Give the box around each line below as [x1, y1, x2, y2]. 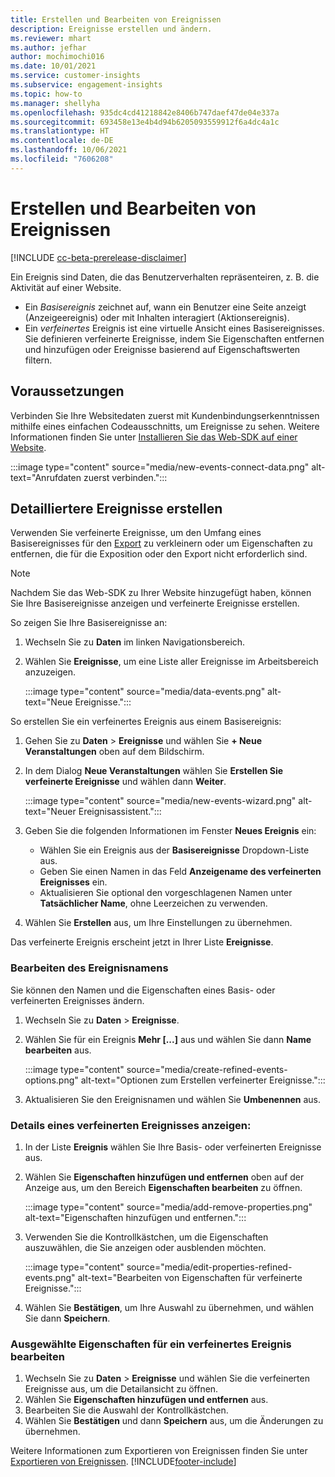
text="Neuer [24, 806, 77, 818]
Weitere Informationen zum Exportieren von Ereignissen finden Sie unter [10, 1445, 308, 1457]
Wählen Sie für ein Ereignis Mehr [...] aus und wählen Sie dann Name [24, 1033, 312, 1045]
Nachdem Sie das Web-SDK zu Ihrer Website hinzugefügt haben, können [10, 587, 312, 599]
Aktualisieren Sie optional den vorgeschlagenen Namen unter [39, 887, 293, 899]
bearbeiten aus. [24, 1044, 92, 1056]
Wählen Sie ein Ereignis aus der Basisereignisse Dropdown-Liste [39, 844, 310, 856]
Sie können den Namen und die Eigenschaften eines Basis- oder [10, 984, 276, 996]
